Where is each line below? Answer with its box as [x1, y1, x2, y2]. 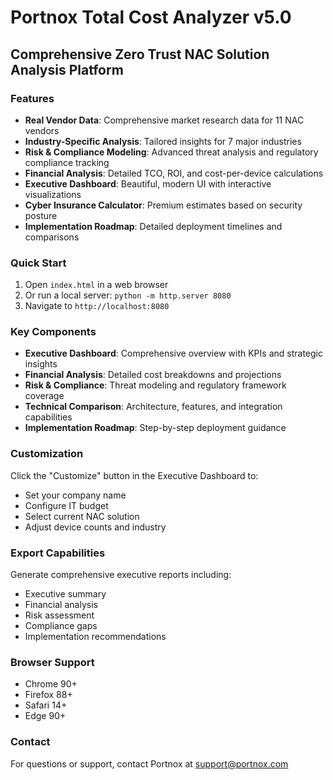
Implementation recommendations [24, 631, 167, 643]
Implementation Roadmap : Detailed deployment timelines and [24, 220, 283, 232]
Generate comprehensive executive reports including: [10, 569, 232, 581]
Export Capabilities [10, 546, 106, 560]
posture [24, 209, 58, 221]
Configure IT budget [24, 499, 109, 511]
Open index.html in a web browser [24, 279, 169, 291]
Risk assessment [24, 609, 95, 621]
